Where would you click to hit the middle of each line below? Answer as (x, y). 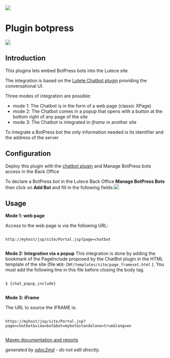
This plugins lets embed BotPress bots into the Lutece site (67, 70)
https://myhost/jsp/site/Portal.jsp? (46, 322)
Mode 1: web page (25, 216)
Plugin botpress (40, 28)
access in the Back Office (33, 171)
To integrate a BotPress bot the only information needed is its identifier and (84, 132)
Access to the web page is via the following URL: (57, 226)
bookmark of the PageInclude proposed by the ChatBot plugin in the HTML (84, 259)
